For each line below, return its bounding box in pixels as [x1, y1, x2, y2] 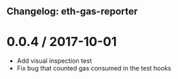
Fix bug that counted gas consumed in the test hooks [16, 64, 172, 73]
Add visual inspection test [16, 57, 92, 65]
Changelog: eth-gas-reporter [6, 6, 138, 17]
